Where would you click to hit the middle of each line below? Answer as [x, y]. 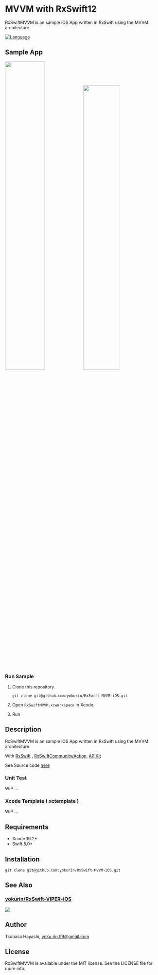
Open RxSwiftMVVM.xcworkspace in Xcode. [53, 705]
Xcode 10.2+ [25, 839]
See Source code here [27, 765]
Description [23, 730]
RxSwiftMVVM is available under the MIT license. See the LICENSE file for [79, 963]
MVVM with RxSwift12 [51, 9]
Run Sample [19, 676]
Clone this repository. [34, 687]
